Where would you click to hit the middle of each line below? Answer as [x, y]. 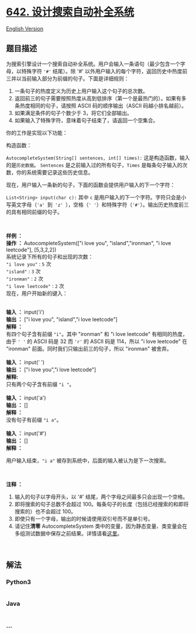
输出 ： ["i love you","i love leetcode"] [51, 369]
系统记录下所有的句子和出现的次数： [50, 256]
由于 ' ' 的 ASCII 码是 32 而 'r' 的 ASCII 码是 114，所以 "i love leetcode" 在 [97, 341]
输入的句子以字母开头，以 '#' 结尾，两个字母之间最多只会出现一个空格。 [101, 497]
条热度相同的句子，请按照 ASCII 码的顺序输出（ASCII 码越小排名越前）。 [101, 106]
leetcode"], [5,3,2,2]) [31, 249]
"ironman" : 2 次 [25, 279]
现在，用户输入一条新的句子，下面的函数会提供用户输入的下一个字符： [91, 185]
